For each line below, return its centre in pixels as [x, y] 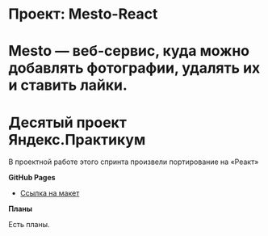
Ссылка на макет [50, 193]
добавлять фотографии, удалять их [134, 68]
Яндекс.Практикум [77, 139]
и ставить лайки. [68, 85]
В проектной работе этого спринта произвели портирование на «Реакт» [134, 162]
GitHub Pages [32, 178]
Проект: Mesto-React [83, 14]
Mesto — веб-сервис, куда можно [129, 51]
